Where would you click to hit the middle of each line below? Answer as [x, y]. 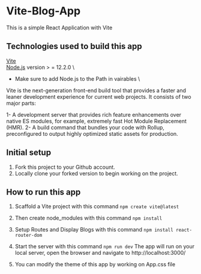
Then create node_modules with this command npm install [88, 218]
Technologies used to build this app [74, 46]
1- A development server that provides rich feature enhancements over [94, 114]
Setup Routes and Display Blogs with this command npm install [94, 230]
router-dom [28, 235]
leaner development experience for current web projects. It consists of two [99, 96]
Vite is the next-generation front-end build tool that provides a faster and [96, 90]
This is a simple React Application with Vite [59, 28]
